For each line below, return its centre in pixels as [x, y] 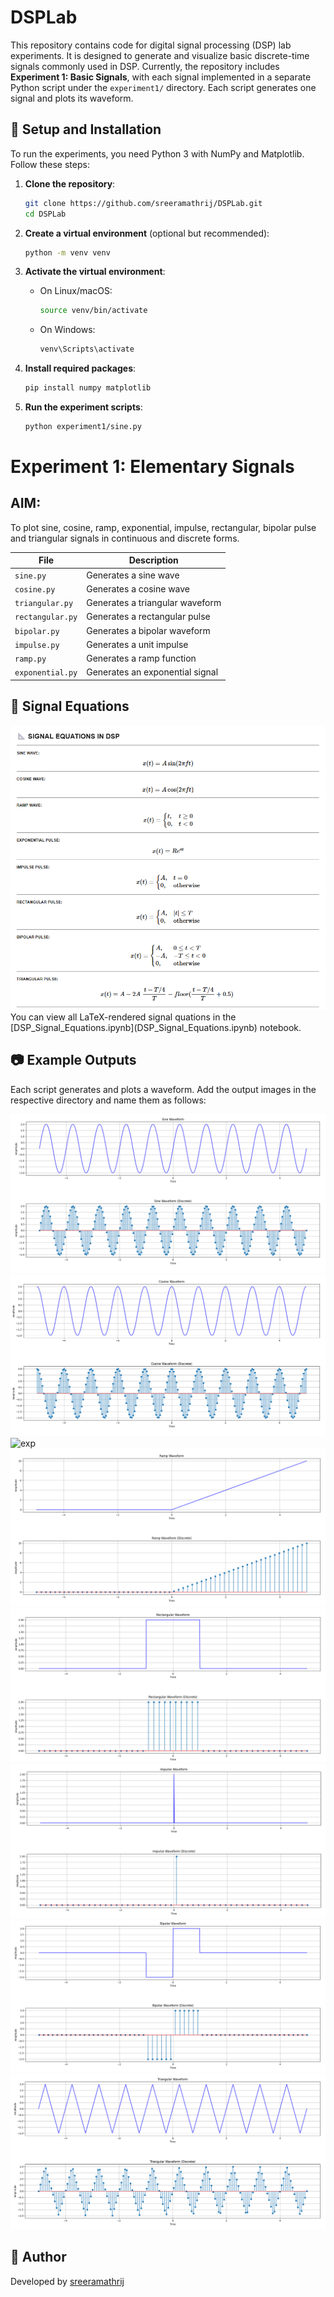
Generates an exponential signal [152, 672]
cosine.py [35, 589]
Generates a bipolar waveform [148, 630]
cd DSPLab [45, 214]
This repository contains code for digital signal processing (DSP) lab [151, 45]
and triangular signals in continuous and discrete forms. [125, 538]
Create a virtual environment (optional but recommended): [147, 233]
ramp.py [30, 659]
